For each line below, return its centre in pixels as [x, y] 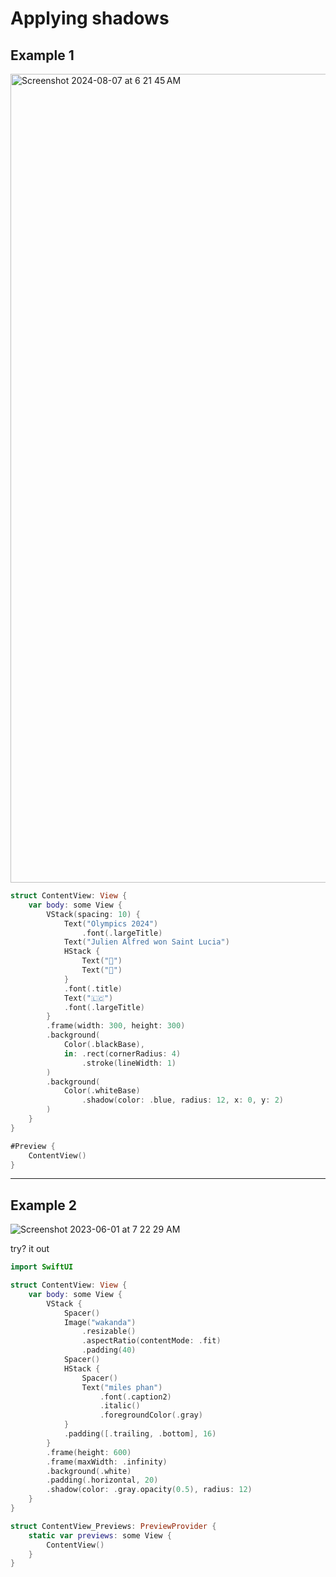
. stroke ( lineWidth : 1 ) [129, 1063]
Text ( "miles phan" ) [122, 1387]
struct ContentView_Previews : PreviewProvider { [113, 1526]
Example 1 [42, 55]
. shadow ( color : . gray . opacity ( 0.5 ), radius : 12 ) [149, 1490]
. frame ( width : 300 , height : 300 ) [116, 1026]
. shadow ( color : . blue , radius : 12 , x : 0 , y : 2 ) [182, 1100]
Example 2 [43, 1205]
